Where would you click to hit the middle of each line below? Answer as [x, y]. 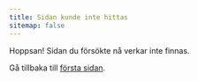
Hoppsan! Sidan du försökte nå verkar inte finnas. [99, 50]
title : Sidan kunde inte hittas [69, 17]
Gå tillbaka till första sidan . [57, 68]
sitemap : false [37, 26]
